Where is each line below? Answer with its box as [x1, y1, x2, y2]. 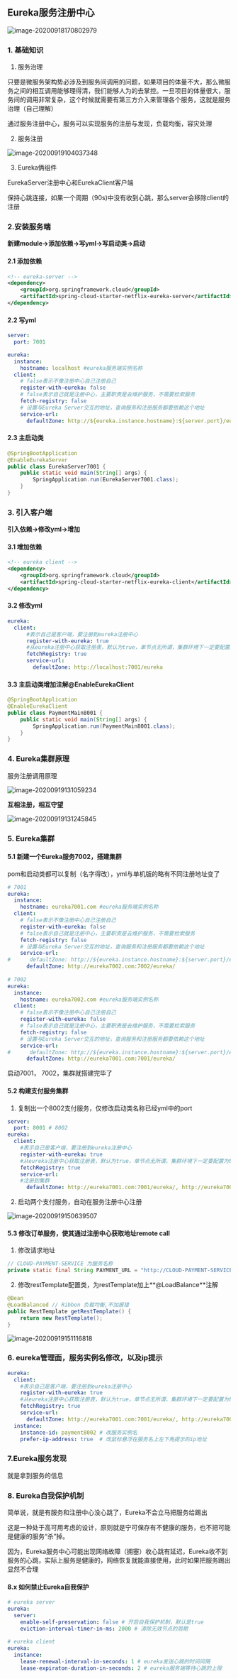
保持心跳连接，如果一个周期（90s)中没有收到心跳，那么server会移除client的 [7, 194, 229, 202]
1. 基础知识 [7, 45, 44, 55]
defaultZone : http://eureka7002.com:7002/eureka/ [25, 963, 176, 970]
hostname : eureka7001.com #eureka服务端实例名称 [20, 904, 159, 911]
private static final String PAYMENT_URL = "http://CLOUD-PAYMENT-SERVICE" [7, 1267, 236, 1274]
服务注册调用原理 [7, 771, 57, 780]
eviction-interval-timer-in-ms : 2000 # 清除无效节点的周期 [20, 1625, 188, 1632]
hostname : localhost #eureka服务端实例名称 [20, 364, 143, 371]
